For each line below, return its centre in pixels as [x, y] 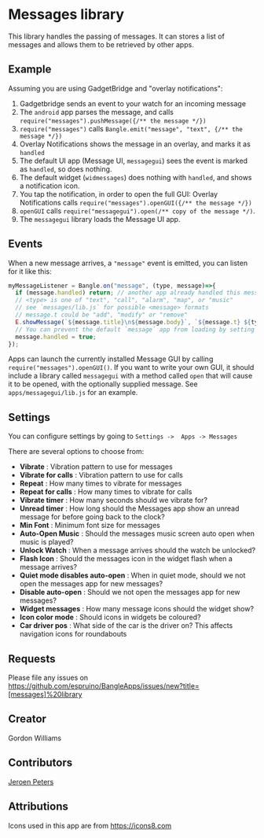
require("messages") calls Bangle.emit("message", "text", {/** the [131, 128]
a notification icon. [49, 186]
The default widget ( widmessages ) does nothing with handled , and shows [136, 177]
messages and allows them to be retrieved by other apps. [101, 44]
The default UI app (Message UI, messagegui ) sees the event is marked [134, 161]
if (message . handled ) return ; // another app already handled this [128, 293]
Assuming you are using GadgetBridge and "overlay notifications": [115, 88]
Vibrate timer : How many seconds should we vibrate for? [114, 500]
